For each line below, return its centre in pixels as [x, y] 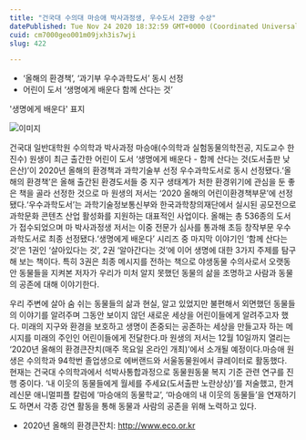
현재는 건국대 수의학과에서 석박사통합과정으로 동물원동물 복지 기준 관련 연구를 [147, 372]
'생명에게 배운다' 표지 [47, 109]
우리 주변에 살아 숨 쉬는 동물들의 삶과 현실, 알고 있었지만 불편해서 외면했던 [140, 304]
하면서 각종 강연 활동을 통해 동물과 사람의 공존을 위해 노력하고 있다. [138, 406]
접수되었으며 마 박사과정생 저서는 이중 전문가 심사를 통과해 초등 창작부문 [147, 228]
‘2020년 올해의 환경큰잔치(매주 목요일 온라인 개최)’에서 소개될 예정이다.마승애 [147, 349]
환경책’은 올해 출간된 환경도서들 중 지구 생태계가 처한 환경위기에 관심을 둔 [156, 182]
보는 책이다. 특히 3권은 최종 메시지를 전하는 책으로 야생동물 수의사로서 [143, 261]
